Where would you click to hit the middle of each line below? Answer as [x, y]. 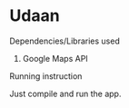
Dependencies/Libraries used [64, 41]
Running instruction [46, 76]
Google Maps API [55, 58]
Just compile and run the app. [65, 93]
